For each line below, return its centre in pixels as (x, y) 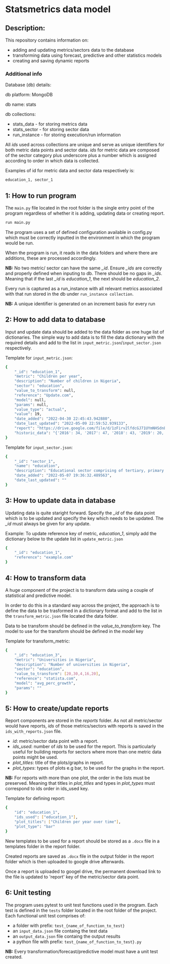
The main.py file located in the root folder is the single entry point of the (80, 208)
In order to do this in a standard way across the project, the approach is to (82, 605)
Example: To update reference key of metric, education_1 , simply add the (81, 533)
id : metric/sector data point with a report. (55, 741)
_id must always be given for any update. (48, 524)
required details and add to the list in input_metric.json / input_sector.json (83, 342)
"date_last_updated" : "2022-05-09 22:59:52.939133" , (71, 424)
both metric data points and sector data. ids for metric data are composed (82, 150)
